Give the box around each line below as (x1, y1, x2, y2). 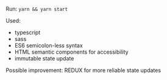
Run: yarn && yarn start (5, 5, 68, 12)
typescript (14, 29, 41, 36)
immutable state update (14, 55, 74, 62)
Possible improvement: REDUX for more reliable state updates (5, 67, 162, 74)
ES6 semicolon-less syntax (14, 42, 83, 49)
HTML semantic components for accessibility (14, 48, 129, 56)
